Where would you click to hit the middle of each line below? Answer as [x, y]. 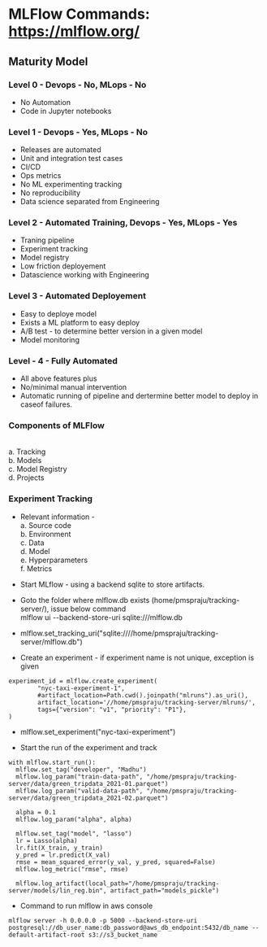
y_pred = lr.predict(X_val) [63, 855]
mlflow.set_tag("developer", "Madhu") [82, 770]
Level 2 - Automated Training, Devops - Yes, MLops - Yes [123, 223]
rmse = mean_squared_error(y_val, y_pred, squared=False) [116, 862]
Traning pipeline [47, 240]
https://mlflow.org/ [74, 31]
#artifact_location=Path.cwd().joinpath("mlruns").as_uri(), [143, 695]
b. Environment [45, 534]
